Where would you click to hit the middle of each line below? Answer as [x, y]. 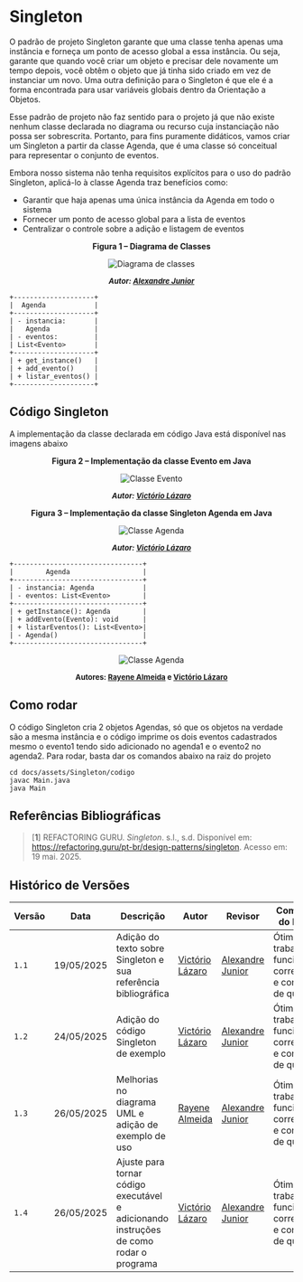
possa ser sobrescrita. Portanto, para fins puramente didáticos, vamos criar [150, 136]
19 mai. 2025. [56, 857]
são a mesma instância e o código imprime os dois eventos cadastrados [143, 736]
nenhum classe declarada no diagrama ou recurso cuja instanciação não [144, 126]
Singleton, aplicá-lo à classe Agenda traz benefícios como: [119, 182]
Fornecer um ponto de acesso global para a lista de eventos [134, 219]
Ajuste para [140, 1162]
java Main [28, 788]
